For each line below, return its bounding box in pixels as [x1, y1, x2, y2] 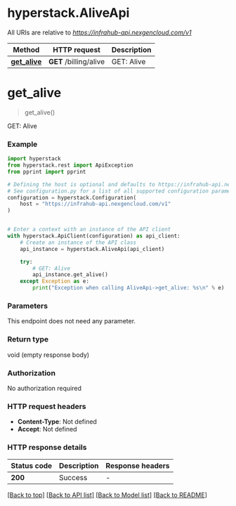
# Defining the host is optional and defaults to [7, 181, 156, 188]
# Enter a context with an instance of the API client [7, 226, 171, 233]
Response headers [105, 460, 170, 470]
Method [13, 44, 40, 54]
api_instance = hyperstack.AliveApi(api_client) [20, 245, 165, 252]
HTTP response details [7, 443, 87, 453]
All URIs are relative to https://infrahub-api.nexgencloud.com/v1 [7, 28, 192, 37]
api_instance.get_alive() [32, 271, 109, 278]
